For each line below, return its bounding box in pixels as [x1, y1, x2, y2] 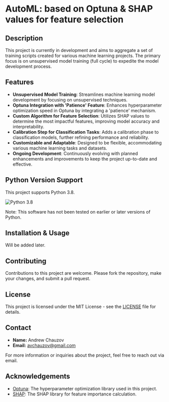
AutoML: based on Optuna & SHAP [5, 3, 153, 15]
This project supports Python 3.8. [5, 189, 75, 195]
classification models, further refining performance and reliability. [12, 134, 149, 140]
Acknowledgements [5, 372, 70, 381]
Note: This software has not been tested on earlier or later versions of [5, 209, 151, 215]
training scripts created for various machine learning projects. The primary [5, 53, 161, 59]
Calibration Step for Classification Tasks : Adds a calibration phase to [12, 129, 159, 135]
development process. [5, 64, 52, 69]
